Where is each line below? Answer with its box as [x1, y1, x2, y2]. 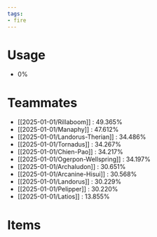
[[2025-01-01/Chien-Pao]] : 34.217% [17, 148, 124, 156]
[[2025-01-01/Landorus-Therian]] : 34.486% [17, 133, 146, 141]
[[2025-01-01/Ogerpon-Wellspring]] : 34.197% [17, 155, 151, 163]
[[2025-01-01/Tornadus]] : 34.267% [17, 140, 121, 149]
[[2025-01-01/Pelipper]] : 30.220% [17, 185, 118, 194]
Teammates [7, 95, 78, 111]
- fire [7, 17, 27, 24]
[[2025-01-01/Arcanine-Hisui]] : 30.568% [17, 170, 137, 179]
